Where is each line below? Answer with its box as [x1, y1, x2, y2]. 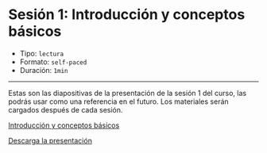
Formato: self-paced [19, 57, 87, 67]
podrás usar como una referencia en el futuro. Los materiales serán [8, 97, 229, 106]
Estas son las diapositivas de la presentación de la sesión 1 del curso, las [8, 88, 247, 98]
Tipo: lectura [19, 48, 64, 58]
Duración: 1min [19, 65, 68, 75]
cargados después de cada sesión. [8, 105, 123, 114]
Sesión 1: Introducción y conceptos [8, 6, 246, 24]
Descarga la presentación [8, 136, 93, 145]
